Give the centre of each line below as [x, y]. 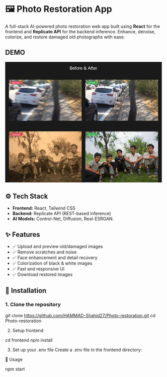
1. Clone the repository [33, 305]
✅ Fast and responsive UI [38, 269]
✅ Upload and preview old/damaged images [58, 247]
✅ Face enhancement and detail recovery [55, 258]
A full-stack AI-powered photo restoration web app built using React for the [83, 26]
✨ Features [23, 234]
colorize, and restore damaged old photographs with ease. [65, 37]
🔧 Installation [26, 291]
